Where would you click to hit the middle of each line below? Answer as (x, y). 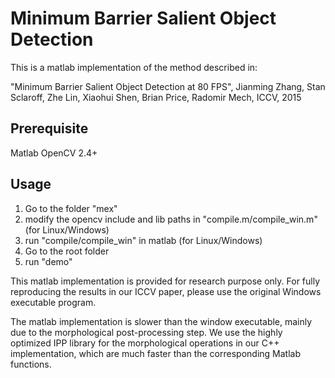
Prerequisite (49, 128)
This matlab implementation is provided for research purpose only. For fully (165, 281)
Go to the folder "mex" (71, 208)
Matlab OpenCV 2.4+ (54, 153)
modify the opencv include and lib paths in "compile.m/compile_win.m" (171, 219)
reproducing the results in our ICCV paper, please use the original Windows (166, 291)
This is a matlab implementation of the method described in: (134, 67)
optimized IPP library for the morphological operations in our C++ (145, 343)
